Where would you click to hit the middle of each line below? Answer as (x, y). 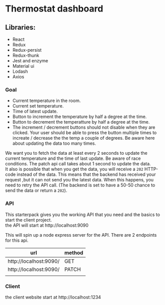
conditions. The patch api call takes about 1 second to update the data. (78, 164)
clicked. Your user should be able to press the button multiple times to (84, 133)
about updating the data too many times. (54, 143)
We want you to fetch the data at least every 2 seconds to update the (76, 153)
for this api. (17, 240)
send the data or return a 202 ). (36, 190)
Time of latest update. (35, 112)
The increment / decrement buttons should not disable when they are (84, 127)
